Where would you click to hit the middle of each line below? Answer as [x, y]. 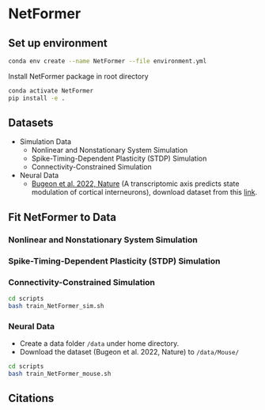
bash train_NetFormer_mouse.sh [60, 374]
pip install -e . [37, 98]
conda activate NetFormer [51, 91]
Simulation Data [45, 142]
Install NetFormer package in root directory [78, 76]
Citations [31, 399]
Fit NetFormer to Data [62, 217]
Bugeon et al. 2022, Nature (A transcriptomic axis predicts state [135, 184]
